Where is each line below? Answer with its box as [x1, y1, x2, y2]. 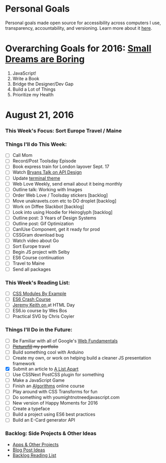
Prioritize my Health [12, 91, 54, 97]
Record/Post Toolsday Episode [12, 158, 76, 164]
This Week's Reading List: [5, 279, 70, 286]
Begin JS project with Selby [12, 249, 70, 255]
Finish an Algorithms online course [12, 383, 85, 389]
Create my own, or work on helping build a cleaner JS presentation [12, 355, 151, 361]
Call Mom [12, 152, 33, 158]
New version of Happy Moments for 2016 [12, 400, 98, 406]
